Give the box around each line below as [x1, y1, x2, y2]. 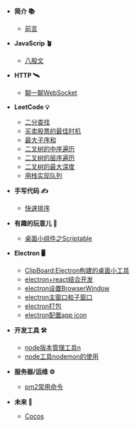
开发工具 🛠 [13, 326, 48, 334]
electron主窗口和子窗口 [24, 293, 93, 302]
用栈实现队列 [24, 171, 62, 180]
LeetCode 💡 [13, 103, 50, 111]
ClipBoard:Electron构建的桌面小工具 [24, 267, 130, 274]
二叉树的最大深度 [24, 163, 75, 170]
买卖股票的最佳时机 [24, 127, 82, 135]
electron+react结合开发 [24, 275, 94, 284]
